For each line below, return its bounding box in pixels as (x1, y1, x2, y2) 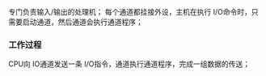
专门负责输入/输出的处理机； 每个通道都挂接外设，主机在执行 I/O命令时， (8, 7, 252, 16)
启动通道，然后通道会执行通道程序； (22, 17, 143, 27)
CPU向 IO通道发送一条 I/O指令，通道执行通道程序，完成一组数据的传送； (8, 59, 251, 69)
